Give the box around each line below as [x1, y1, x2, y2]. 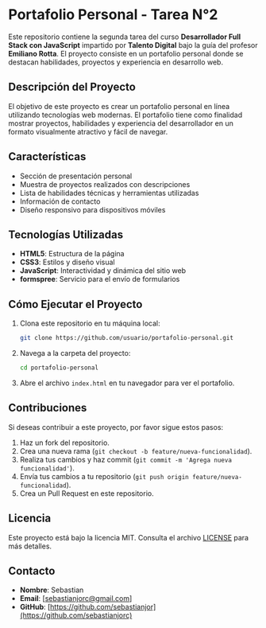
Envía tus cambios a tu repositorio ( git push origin [19, 471, 189, 481]
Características [8, 150, 87, 164]
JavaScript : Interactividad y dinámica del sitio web [19, 266, 187, 275]
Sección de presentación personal [19, 171, 133, 181]
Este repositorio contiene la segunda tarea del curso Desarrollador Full [8, 32, 241, 41]
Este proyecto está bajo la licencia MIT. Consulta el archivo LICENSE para [8, 532, 249, 542]
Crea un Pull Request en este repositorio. [19, 488, 154, 498]
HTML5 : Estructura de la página [19, 249, 125, 259]
